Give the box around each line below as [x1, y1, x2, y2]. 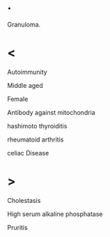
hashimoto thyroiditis [7, 121, 68, 130]
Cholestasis [7, 196, 41, 204]
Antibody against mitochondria [7, 108, 95, 116]
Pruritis [7, 223, 28, 231]
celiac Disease [7, 148, 49, 157]
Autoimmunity [7, 68, 47, 76]
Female [7, 95, 29, 103]
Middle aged [7, 81, 43, 89]
